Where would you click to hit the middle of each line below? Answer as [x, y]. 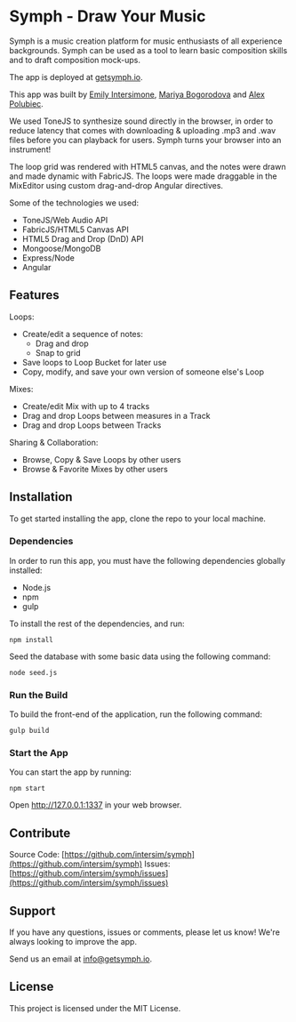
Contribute [40, 833]
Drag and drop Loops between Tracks [92, 425]
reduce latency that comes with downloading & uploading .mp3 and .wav [143, 130]
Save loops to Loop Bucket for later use [94, 362]
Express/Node [48, 258]
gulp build [29, 731]
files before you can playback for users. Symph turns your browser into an [145, 140]
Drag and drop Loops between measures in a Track [116, 415]
